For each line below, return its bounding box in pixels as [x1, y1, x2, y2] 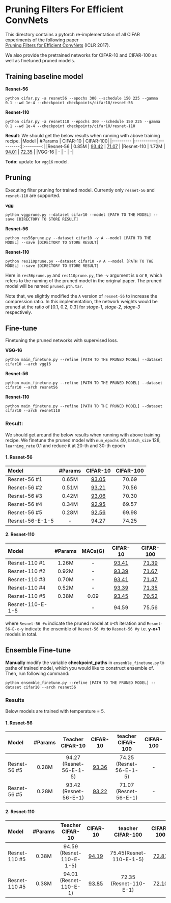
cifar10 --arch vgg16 [5, 361, 51, 367]
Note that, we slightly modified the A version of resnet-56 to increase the [5, 292, 158, 299]
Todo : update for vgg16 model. [5, 158, 69, 164]
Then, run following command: [5, 670, 70, 676]
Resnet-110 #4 [8, 584, 46, 592]
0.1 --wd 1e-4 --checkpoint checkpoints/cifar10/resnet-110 [5, 124, 136, 129]
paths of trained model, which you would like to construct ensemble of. [5, 665, 154, 671]
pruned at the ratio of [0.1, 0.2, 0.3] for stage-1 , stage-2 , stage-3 [5, 304, 140, 310]
